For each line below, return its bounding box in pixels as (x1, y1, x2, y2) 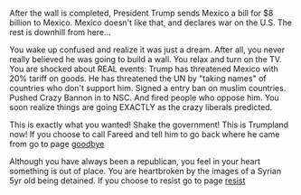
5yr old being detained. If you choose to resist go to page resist (9, 175, 246, 186)
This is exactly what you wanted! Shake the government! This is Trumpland (9, 119, 289, 130)
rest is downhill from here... (9, 27, 111, 37)
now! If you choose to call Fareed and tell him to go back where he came (9, 129, 280, 139)
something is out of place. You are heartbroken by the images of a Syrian (9, 166, 282, 176)
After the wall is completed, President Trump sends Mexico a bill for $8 (9, 8, 274, 18)
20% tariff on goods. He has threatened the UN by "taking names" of (9, 73, 267, 84)
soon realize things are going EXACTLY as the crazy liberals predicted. (9, 102, 273, 112)
